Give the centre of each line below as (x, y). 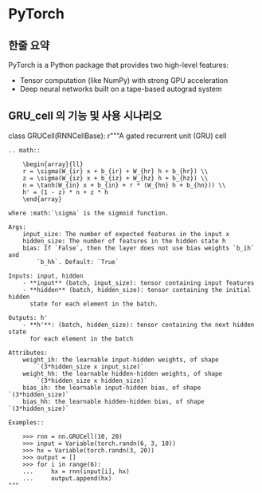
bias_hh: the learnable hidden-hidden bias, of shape (113, 401)
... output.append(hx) (67, 478)
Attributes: (28, 353)
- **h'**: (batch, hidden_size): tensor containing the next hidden (139, 325)
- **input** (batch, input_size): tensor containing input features (139, 283)
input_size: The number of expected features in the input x (126, 234)
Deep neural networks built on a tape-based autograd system (121, 89)
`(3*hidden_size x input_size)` (91, 367)
